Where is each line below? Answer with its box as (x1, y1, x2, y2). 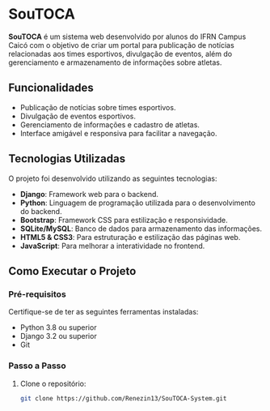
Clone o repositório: (19, 379, 86, 388)
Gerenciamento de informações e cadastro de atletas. (19, 119, 200, 130)
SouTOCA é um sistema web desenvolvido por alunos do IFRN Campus (8, 32, 247, 41)
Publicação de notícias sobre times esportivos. (19, 102, 176, 112)
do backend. (19, 206, 62, 216)
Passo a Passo (8, 360, 66, 371)
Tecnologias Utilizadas (8, 152, 126, 166)
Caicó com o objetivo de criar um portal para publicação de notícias (8, 40, 234, 49)
